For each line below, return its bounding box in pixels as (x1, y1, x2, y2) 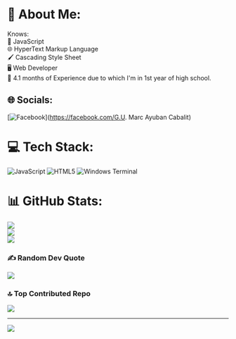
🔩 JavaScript (7, 37, 44, 45)
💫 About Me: (7, 6, 81, 23)
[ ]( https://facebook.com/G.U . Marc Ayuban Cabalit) (7, 113, 192, 121)
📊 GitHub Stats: (7, 193, 103, 209)
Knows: (7, 30, 29, 38)
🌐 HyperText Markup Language (7, 44, 98, 53)
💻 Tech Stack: (7, 139, 94, 154)
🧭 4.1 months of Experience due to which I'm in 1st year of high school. (7, 73, 212, 82)
